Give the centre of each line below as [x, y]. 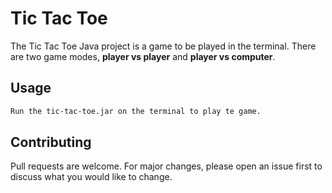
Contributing [51, 142]
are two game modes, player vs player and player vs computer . [143, 56]
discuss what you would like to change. [91, 177]
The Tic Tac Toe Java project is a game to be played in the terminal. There [163, 46]
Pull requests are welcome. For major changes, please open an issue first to [166, 166]
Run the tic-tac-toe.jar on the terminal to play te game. [136, 111]
